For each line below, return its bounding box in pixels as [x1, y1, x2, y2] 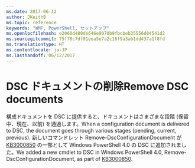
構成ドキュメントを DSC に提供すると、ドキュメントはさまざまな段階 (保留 [6, 113, 189, 120]
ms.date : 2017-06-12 [6, 8, 57, 15]
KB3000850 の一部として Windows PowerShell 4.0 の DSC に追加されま [6, 141, 181, 148]
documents [6, 93, 64, 106]
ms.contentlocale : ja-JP [6, 47, 67, 53]
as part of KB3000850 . [76, 155, 133, 162]
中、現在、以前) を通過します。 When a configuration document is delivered [6, 120, 190, 127]
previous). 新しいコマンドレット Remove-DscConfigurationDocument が [6, 134, 182, 141]
